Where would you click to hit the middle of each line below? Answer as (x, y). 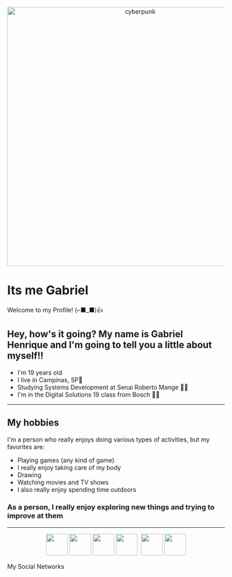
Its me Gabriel (48, 291)
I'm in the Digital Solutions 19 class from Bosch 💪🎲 (88, 395)
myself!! (25, 356)
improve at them (35, 516)
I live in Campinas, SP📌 (50, 379)
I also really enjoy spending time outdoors (77, 489)
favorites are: (26, 446)
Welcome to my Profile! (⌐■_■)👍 (55, 310)
